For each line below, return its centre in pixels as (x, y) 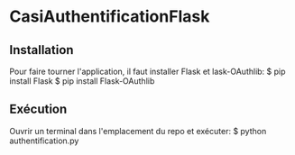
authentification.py (44, 141)
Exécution (38, 109)
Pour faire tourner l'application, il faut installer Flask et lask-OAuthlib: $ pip (147, 71)
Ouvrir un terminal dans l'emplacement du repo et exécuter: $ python (138, 131)
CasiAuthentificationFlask (110, 17)
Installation (41, 50)
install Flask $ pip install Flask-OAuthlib (82, 81)
